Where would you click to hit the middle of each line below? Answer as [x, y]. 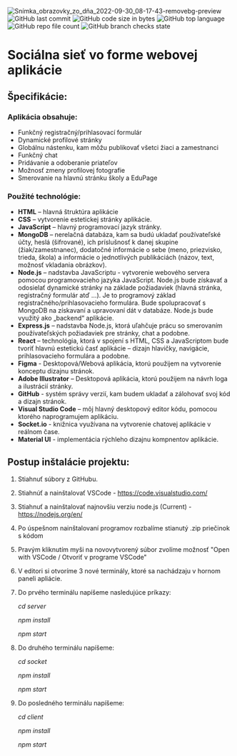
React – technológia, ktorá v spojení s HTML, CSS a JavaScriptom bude [123, 341]
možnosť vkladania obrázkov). [62, 265]
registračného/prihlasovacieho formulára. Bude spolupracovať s [112, 303]
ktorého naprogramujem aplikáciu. [68, 417]
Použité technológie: [44, 196]
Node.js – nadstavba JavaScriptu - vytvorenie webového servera [114, 273]
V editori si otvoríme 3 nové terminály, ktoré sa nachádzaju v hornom [119, 570]
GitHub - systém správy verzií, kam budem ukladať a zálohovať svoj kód [124, 394]
